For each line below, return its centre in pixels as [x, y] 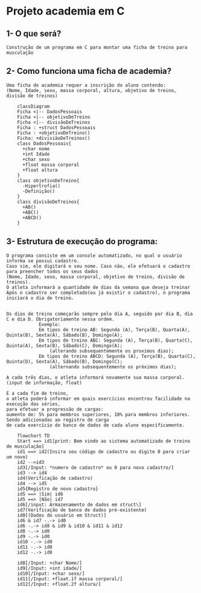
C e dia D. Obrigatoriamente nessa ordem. [60, 319]
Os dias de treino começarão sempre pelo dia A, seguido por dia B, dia [100, 314]
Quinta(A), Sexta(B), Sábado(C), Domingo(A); [64, 346]
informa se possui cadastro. [43, 261]
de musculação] [25, 446]
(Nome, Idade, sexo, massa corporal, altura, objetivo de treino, [91, 90]
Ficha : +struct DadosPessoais [56, 128]
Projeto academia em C [65, 11]
